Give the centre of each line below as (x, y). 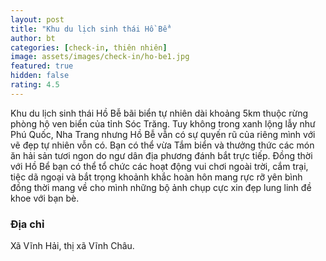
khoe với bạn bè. (45, 198)
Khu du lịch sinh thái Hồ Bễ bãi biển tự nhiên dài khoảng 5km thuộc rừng (159, 113)
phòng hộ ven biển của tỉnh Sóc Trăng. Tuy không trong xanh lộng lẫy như (163, 123)
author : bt (33, 38)
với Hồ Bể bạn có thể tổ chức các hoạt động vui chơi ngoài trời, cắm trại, (159, 166)
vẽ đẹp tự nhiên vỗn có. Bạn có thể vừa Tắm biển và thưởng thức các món (162, 145)
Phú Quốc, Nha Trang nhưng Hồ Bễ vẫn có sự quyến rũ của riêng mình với (163, 134)
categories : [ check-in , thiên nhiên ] (89, 47)
